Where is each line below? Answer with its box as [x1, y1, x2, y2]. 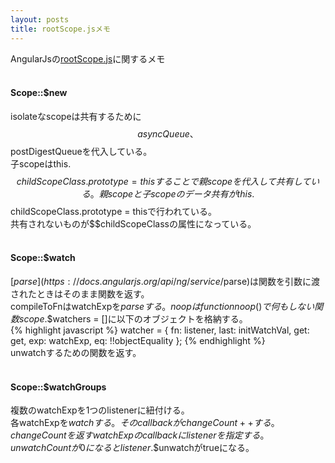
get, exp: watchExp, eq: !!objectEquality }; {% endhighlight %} [10, 334, 266, 346]
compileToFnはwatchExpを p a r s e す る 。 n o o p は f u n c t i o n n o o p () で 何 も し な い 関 [10, 300, 324, 312]
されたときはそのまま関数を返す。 [10, 287, 150, 300]
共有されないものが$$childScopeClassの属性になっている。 [10, 217, 257, 230]
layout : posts [10, 14, 70, 25]
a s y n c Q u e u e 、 [137, 127, 199, 140]
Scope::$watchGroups [10, 381, 107, 393]
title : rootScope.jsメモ [10, 24, 111, 34]
